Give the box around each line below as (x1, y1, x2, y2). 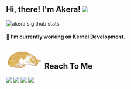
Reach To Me (44, 61, 93, 71)
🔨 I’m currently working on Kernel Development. (6, 33, 126, 40)
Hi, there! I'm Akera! (6, 5, 81, 15)
